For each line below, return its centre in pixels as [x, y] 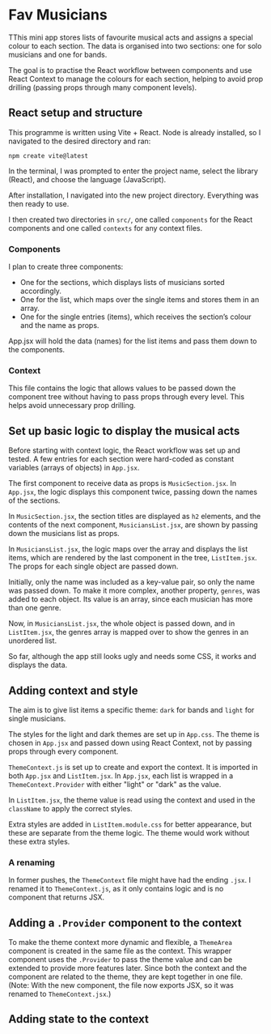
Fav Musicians [58, 15]
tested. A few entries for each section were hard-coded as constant [121, 459]
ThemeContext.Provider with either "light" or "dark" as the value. [115, 784]
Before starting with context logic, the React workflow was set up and [125, 450]
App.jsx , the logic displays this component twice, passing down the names [133, 492]
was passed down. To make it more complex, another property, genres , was [134, 591]
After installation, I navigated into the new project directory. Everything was [133, 195]
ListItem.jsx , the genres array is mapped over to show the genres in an [129, 632]
